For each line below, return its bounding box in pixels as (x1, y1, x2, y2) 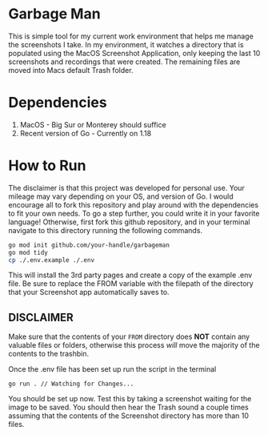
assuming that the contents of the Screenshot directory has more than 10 (8, 411, 250, 421)
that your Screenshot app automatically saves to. (8, 288, 170, 297)
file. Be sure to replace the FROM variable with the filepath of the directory (8, 279, 254, 288)
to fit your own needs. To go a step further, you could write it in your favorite (8, 208, 260, 218)
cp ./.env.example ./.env (8, 256, 94, 264)
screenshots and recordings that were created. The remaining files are (8, 57, 241, 66)
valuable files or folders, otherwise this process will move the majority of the (8, 340, 260, 350)
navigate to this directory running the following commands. (8, 225, 202, 235)
